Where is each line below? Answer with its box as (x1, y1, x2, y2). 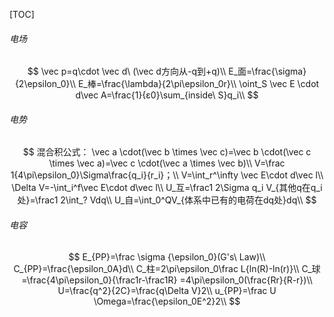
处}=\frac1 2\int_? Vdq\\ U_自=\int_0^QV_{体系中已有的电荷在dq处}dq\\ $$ (17, 194, 317, 206)
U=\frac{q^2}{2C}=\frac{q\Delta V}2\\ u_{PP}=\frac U (57, 284, 277, 296)
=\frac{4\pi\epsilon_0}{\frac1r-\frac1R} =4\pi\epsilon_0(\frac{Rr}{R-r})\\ (21, 274, 313, 286)
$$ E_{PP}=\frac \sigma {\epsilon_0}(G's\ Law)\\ (68, 250, 266, 263)
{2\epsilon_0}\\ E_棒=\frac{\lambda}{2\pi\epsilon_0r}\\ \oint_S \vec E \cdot (14, 78, 320, 90)
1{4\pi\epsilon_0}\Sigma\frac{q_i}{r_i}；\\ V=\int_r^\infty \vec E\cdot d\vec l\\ (10, 169, 324, 181)
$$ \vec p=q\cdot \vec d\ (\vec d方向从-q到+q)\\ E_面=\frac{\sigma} (27, 65, 307, 78)
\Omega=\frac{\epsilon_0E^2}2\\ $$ (93, 295, 241, 307)
